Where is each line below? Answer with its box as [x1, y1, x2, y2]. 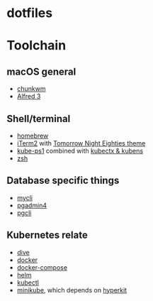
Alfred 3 [16, 92, 41, 101]
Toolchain [6, 38, 67, 54]
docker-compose [16, 263, 68, 271]
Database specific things [6, 175, 120, 187]
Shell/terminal [6, 112, 71, 125]
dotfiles [6, 5, 53, 21]
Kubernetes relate [6, 229, 88, 241]
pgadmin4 [16, 201, 47, 209]
